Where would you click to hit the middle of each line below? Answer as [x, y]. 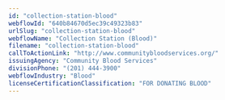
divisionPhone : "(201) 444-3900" [65, 69]
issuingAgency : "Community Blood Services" [83, 61]
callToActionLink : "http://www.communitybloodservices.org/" [114, 53]
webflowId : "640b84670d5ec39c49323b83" [76, 23]
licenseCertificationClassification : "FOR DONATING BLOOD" [110, 83]
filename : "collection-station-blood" [74, 46]
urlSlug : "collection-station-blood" [72, 31]
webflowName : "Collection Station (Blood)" [83, 38]
